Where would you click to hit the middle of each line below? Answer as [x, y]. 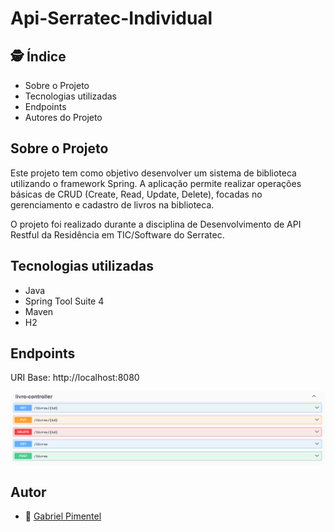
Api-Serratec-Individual [111, 18]
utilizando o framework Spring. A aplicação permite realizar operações [156, 183]
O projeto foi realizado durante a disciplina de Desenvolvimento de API [156, 224]
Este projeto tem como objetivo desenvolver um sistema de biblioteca [153, 173]
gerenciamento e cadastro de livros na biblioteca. [112, 204]
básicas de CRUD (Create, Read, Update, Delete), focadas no [136, 194]
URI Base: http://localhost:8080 [75, 378]
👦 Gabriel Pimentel [63, 516]
